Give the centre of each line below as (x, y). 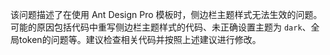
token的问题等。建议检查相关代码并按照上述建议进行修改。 (140, 39)
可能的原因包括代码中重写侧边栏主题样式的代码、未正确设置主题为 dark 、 (161, 27)
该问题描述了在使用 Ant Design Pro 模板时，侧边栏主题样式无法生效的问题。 (166, 14)
